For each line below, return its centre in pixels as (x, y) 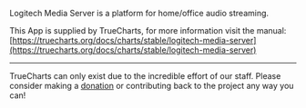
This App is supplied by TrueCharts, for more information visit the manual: (148, 30)
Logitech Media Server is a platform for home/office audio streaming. (139, 13)
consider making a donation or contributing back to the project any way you (152, 86)
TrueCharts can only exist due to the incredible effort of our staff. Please (145, 76)
